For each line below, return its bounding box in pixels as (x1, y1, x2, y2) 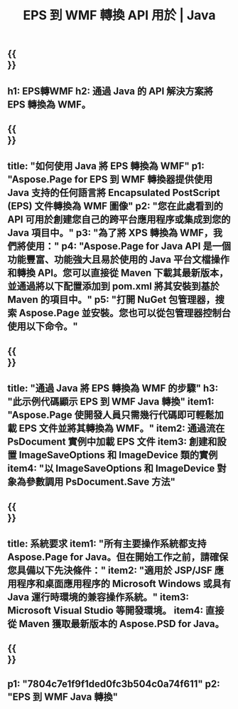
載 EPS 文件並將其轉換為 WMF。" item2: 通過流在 (7, 423, 225, 435)
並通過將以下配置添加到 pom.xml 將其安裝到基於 (7, 280, 220, 293)
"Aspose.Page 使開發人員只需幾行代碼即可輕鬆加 (7, 409, 224, 421)
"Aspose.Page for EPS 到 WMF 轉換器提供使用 (7, 173, 213, 186)
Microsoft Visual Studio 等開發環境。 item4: (7, 604, 204, 616)
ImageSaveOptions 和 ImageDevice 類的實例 (18, 449, 218, 461)
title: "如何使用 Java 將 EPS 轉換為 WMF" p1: (7, 160, 205, 172)
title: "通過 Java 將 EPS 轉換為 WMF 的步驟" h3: (7, 383, 219, 395)
